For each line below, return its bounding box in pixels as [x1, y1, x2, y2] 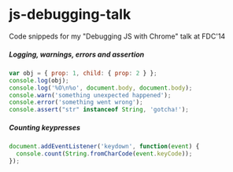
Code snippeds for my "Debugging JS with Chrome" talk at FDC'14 [9, 31, 226, 41]
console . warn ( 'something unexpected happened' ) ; [9, 91, 172, 99]
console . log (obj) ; [9, 76, 69, 84]
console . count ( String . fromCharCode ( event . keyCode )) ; [16, 150, 193, 158]
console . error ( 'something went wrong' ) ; [9, 98, 144, 107]
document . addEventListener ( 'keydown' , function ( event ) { [9, 143, 200, 151]
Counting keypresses [9, 123, 81, 132]
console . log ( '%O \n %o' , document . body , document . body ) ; [9, 84, 193, 92]
